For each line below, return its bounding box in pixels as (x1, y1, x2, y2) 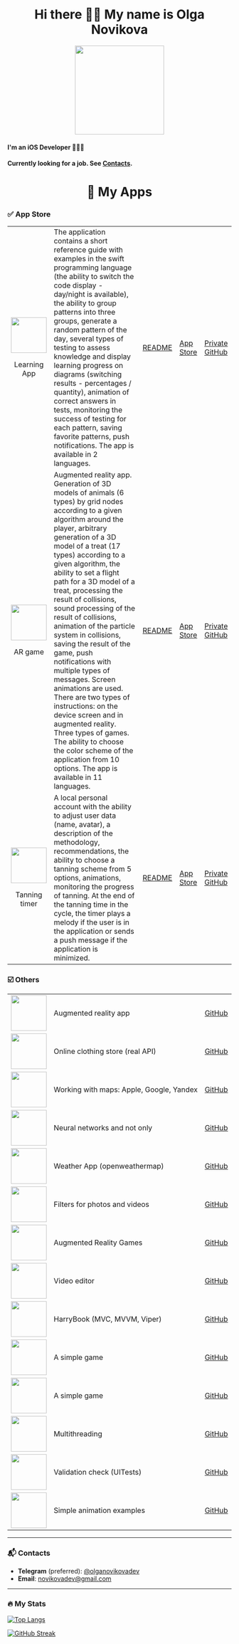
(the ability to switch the (53, 271, 134, 281)
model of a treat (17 (53, 541, 121, 551)
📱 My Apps (86, 184, 153, 200)
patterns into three (53, 307, 116, 317)
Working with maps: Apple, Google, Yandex (53, 1085, 198, 1095)
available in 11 (53, 772, 103, 782)
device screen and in (53, 710, 124, 720)
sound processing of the (53, 603, 135, 613)
